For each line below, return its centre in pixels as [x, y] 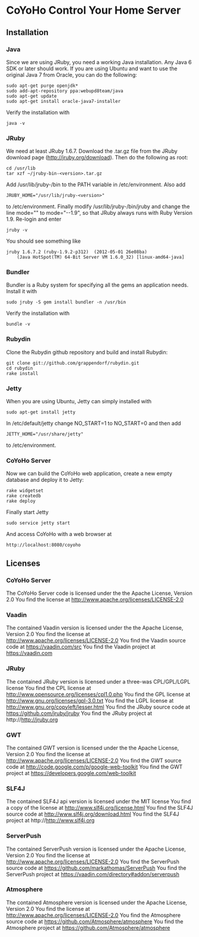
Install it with [22, 292]
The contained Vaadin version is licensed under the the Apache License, [95, 628]
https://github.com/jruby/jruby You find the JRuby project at [79, 713]
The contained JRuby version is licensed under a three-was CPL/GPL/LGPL [98, 681]
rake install [22, 373]
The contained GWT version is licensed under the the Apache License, [93, 748]
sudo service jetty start [38, 523]
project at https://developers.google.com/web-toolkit [71, 773]
